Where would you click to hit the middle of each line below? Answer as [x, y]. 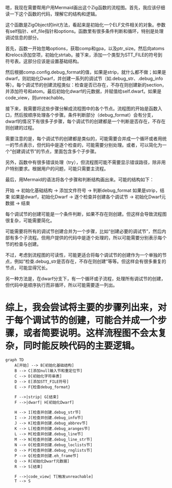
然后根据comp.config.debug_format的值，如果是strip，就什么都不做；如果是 [86, 72]
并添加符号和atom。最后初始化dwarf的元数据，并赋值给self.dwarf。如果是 [83, 91]
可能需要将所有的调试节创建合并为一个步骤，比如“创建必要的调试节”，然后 [84, 231]
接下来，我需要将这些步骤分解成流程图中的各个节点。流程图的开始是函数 [81, 108]
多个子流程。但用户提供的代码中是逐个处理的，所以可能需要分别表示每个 [90, 238]
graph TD [15, 360]
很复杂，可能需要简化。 [30, 220]
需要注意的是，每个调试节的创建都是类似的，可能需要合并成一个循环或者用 [84, 139]
